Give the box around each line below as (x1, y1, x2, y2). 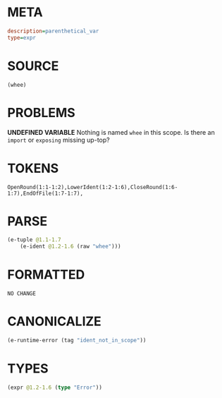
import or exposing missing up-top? (7, 135, 111, 144)
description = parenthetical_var (7, 28, 99, 35)
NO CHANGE (7, 290, 37, 297)
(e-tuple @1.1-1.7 (7, 236, 61, 243)
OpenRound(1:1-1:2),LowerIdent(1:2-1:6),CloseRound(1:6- (7, 183, 178, 191)
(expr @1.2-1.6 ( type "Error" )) (7, 384, 102, 391)
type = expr (7, 34, 37, 41)
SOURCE (7, 58, 59, 74)
